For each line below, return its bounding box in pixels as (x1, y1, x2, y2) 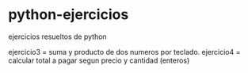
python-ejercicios (8, 6, 129, 24)
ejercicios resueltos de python (8, 32, 107, 41)
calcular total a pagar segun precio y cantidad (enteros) (8, 56, 190, 65)
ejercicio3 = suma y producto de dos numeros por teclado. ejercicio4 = (8, 47, 241, 56)
